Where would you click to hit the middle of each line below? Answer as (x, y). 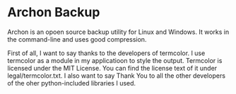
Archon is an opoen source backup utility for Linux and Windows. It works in (118, 32)
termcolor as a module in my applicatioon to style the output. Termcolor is (115, 60)
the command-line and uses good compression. (77, 39)
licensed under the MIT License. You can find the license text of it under (112, 68)
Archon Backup (54, 12)
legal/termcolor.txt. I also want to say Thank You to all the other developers (117, 76)
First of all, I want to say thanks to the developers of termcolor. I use (106, 53)
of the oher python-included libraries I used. (72, 83)
